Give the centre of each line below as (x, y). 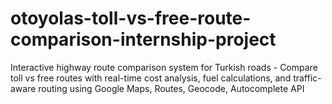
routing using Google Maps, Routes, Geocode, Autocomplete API (171, 88)
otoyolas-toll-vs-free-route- (131, 18)
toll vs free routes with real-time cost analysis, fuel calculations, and (151, 78)
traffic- (307, 78)
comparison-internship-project (143, 39)
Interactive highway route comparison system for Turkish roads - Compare (164, 67)
